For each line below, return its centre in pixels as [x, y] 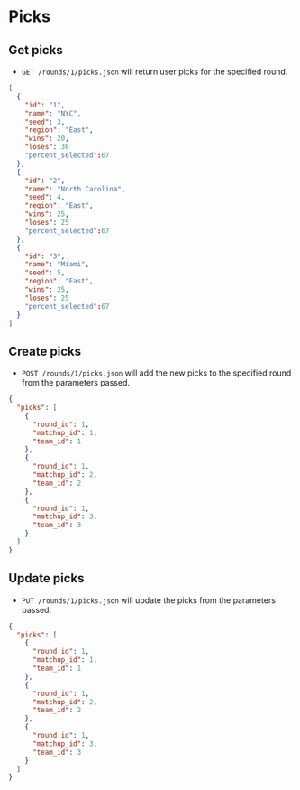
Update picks [46, 578]
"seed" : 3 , [45, 122]
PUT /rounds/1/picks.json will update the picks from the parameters [149, 600]
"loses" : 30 [47, 147]
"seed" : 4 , [45, 197]
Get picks [36, 50]
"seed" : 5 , [45, 273]
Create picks [45, 351]
